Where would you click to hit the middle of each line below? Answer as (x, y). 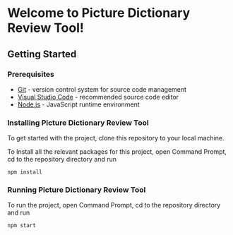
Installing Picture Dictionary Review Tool (78, 123)
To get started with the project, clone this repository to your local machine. (116, 138)
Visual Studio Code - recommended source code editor (98, 97)
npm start (22, 226)
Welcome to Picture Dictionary (99, 13)
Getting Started (42, 54)
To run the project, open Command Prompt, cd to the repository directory (114, 205)
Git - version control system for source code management (102, 89)
